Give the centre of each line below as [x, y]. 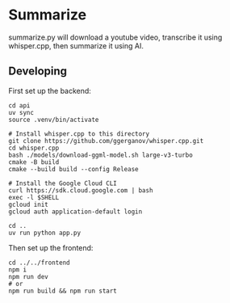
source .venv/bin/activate [54, 120]
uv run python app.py [45, 233]
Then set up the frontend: [51, 247]
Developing [38, 72]
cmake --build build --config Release [73, 169]
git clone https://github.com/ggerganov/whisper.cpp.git [106, 141]
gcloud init [28, 204]
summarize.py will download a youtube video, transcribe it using [115, 37]
